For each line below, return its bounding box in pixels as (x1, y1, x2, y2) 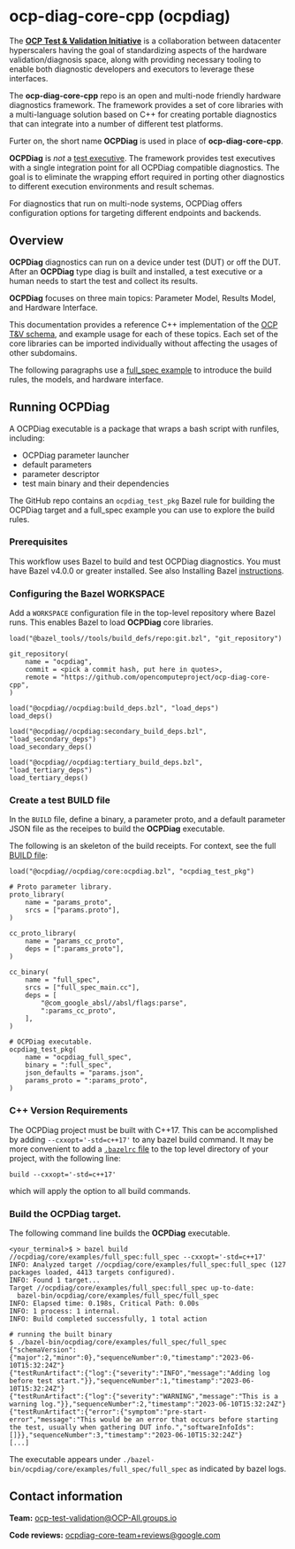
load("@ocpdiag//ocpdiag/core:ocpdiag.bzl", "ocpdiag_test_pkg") (9, 867, 254, 876)
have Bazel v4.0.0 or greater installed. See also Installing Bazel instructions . (9, 565, 284, 576)
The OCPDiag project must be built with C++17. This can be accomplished (9, 1124, 278, 1135)
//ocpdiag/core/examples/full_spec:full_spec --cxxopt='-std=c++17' (9, 1252, 267, 1262)
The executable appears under (9, 1454, 121, 1465)
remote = (25, 673, 57, 682)
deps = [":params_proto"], (25, 944, 125, 953)
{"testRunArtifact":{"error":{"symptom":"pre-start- (9, 1407, 208, 1417)
